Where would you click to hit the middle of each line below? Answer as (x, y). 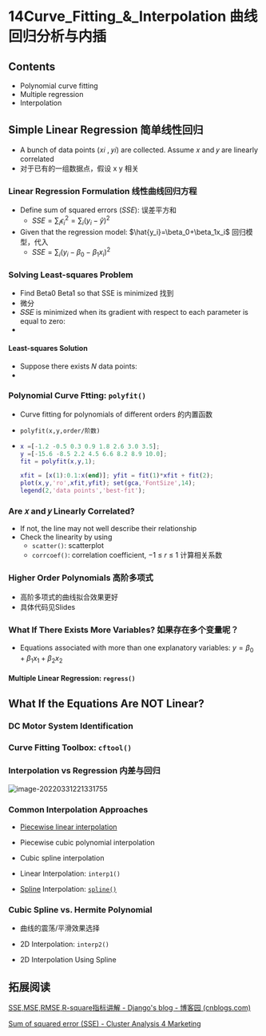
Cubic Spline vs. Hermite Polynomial (81, 909)
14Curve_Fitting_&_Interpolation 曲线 (133, 16)
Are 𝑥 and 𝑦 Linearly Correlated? (71, 511)
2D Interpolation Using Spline (68, 960)
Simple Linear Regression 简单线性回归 (106, 130)
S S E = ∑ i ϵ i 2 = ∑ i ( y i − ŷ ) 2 (71, 220)
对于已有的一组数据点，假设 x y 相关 (79, 168)
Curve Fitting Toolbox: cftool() (70, 748)
